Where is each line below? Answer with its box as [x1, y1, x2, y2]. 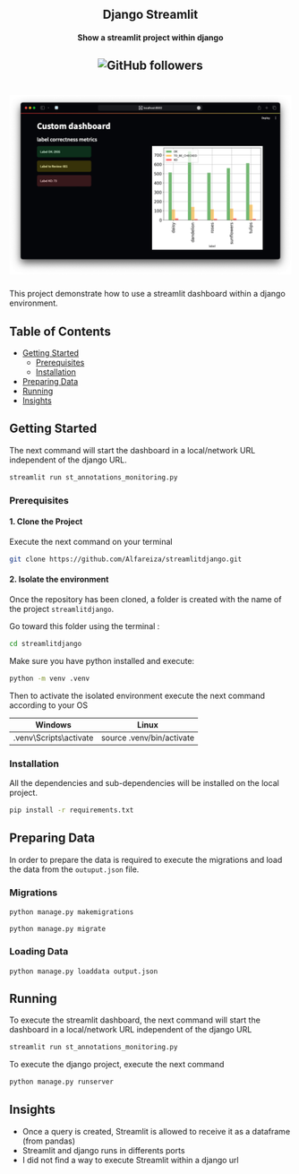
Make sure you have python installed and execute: [9, 655, 195, 666]
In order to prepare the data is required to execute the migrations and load [9, 854, 283, 865]
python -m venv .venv [9, 674, 90, 683]
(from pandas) [21, 1135, 76, 1146]
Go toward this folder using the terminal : [9, 620, 160, 631]
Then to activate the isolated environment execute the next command [9, 690, 266, 701]
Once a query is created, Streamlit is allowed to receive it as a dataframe [21, 1126, 291, 1136]
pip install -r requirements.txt [9, 806, 134, 815]
